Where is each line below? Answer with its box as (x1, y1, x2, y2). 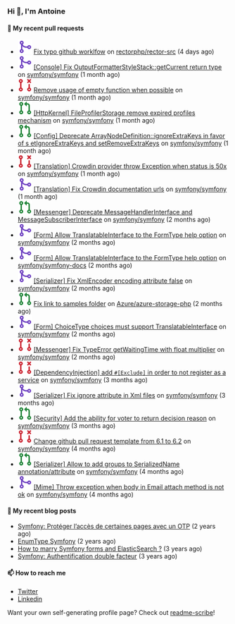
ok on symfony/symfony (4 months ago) (17, 490, 134, 499)
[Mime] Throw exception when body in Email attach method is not (33, 483, 224, 491)
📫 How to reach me (7, 568, 66, 577)
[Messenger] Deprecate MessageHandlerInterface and (33, 208, 193, 216)
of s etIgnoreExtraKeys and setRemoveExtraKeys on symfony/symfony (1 (17, 139, 229, 147)
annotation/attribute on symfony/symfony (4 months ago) (17, 467, 184, 476)
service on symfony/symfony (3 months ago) (17, 376, 148, 384)
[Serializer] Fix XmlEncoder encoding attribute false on (33, 276, 193, 285)
